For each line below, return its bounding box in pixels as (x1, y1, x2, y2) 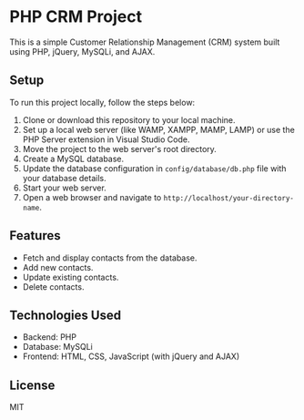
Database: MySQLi (22, 342, 93, 353)
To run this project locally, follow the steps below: (9, 97, 196, 108)
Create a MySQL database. (22, 153, 125, 164)
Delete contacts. (22, 281, 85, 292)
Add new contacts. (22, 261, 94, 272)
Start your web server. (22, 182, 106, 193)
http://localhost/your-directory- (163, 193, 294, 202)
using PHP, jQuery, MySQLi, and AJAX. (9, 46, 156, 56)
